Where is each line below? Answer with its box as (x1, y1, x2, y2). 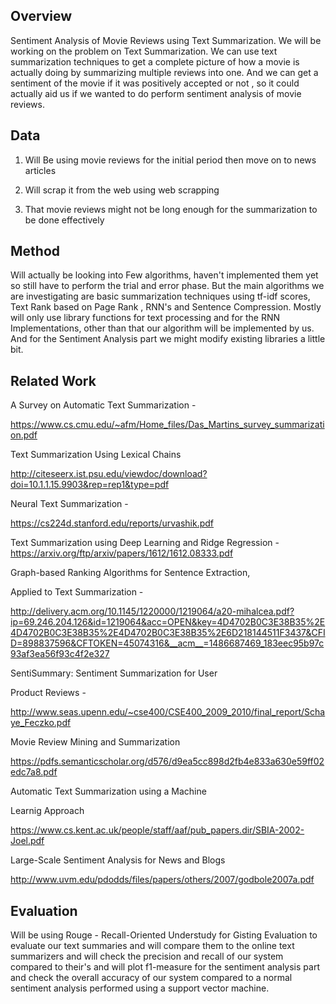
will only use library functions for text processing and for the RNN (10, 312, 281, 324)
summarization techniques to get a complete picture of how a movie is (10, 55, 300, 68)
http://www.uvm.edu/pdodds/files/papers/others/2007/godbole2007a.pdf (10, 874, 315, 886)
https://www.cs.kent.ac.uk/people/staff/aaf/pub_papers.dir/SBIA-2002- (10, 824, 305, 836)
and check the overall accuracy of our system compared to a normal (10, 972, 293, 984)
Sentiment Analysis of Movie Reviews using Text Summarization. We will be (10, 34, 322, 46)
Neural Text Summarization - (10, 498, 129, 510)
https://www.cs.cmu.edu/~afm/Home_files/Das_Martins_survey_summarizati (10, 419, 325, 431)
